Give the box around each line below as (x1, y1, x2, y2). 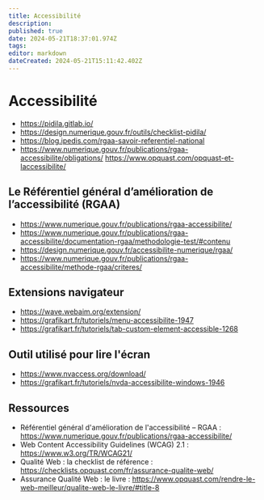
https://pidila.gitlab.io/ (19, 118, 94, 128)
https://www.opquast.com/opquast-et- (104, 153, 234, 163)
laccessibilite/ (19, 161, 66, 171)
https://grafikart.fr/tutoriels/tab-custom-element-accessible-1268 (19, 324, 238, 334)
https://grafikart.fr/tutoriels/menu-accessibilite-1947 (19, 316, 194, 325)
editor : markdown (8, 49, 67, 57)
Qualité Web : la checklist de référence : (19, 457, 153, 467)
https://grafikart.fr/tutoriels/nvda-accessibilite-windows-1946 (19, 378, 225, 388)
